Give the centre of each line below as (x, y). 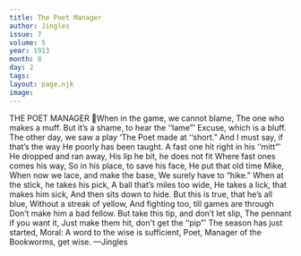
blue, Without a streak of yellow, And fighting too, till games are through (142, 203)
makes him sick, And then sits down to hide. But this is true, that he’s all (141, 194)
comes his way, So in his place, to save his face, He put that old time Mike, (147, 166)
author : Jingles (39, 26)
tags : (19, 76)
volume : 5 (28, 43)
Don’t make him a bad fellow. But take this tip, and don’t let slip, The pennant (150, 213)
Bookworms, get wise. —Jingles (69, 242)
